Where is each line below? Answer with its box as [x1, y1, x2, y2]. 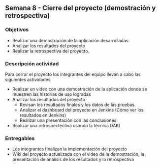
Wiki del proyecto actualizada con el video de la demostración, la [12, 151, 144, 157]
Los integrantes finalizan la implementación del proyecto [12, 146, 127, 152]
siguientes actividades [5, 76, 51, 83]
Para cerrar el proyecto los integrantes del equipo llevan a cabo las [5, 71, 141, 77]
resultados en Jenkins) [19, 112, 66, 118]
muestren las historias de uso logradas [12, 91, 91, 97]
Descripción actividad [5, 60, 59, 67]
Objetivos [5, 27, 29, 33]
